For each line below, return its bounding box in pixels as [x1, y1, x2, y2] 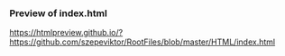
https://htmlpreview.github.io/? [9, 28, 124, 38]
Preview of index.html [9, 7, 108, 20]
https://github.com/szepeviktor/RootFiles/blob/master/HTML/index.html [9, 36, 276, 47]
